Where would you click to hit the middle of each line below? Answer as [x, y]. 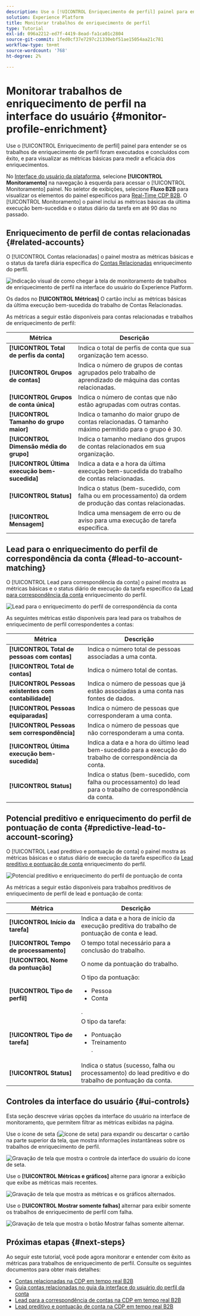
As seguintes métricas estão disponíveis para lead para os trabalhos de [94, 618]
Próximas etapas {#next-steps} [66, 1242]
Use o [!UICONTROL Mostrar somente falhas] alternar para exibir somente [99, 1205]
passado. [18, 214]
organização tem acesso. [113, 355]
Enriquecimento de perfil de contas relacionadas [98, 233]
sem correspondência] [42, 733]
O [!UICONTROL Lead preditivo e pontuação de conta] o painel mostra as [96, 851]
